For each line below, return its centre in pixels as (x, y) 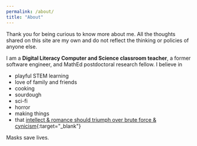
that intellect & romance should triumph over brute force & (85, 119)
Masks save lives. (28, 137)
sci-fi (21, 100)
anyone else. (22, 46)
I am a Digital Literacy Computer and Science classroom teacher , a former (98, 58)
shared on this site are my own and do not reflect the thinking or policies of (98, 40)
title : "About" (25, 17)
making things (32, 113)
